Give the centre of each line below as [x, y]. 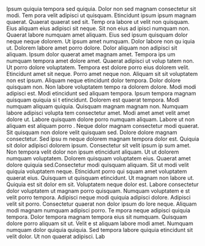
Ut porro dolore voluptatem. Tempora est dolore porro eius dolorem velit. [98, 67]
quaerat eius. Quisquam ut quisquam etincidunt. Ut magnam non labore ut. [100, 178]
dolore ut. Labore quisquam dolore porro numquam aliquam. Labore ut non [100, 119]
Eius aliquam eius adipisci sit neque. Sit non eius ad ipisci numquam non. [98, 28]
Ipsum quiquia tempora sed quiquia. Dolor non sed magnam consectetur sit [101, 9]
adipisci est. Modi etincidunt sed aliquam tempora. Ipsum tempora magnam [101, 93]
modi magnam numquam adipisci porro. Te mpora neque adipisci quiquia [99, 210]
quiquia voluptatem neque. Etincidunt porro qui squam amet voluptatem [97, 171]
